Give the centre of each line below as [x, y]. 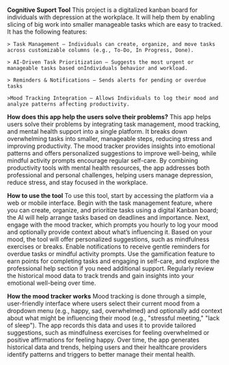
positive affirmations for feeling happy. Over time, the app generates [103, 340]
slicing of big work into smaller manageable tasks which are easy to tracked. [115, 24]
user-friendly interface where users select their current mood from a [104, 303]
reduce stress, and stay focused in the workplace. [78, 182]
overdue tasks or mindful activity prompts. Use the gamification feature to [111, 254]
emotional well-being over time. [52, 283]
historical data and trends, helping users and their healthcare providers [107, 347]
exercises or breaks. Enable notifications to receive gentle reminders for [109, 247]
